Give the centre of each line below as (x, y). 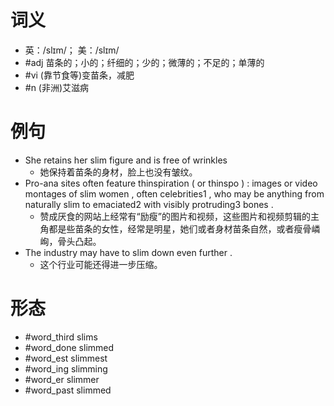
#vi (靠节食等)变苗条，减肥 (79, 75)
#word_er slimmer (62, 379)
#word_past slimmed (68, 390)
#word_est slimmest (66, 358)
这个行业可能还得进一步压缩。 (101, 264)
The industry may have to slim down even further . (128, 252)
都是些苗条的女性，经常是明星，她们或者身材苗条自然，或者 (171, 228)
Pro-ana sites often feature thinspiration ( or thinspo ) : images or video (171, 183)
